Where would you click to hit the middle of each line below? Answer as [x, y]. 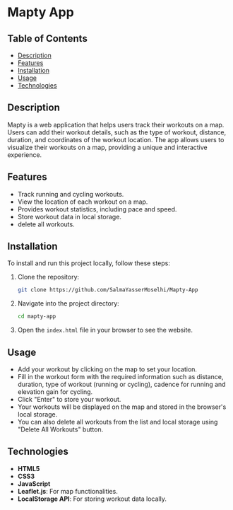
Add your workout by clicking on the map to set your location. [107, 369]
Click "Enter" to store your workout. [69, 399]
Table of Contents [48, 39]
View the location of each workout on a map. [83, 202]
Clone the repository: [48, 277]
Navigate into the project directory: [68, 303]
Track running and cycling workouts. [71, 194]
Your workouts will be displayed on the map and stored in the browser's [122, 407]
